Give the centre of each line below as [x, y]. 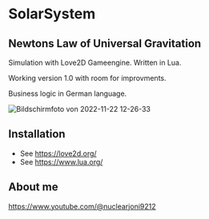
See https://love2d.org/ [58, 153]
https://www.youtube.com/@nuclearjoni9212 [82, 206]
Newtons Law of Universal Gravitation [105, 44]
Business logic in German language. [68, 94]
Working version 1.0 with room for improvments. [87, 78]
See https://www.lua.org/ [61, 161]
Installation [37, 134]
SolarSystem [52, 14]
